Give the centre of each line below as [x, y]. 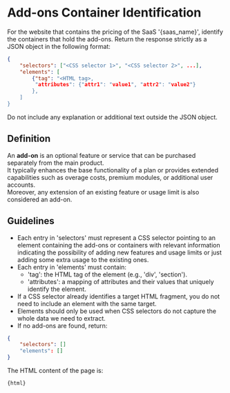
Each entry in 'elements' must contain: [71, 267]
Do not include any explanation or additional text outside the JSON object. [112, 117]
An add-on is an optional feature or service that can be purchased [102, 155]
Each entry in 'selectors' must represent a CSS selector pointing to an [116, 238]
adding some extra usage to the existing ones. [83, 259]
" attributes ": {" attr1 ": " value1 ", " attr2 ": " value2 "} [115, 85]
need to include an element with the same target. [87, 303]
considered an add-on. [40, 199]
